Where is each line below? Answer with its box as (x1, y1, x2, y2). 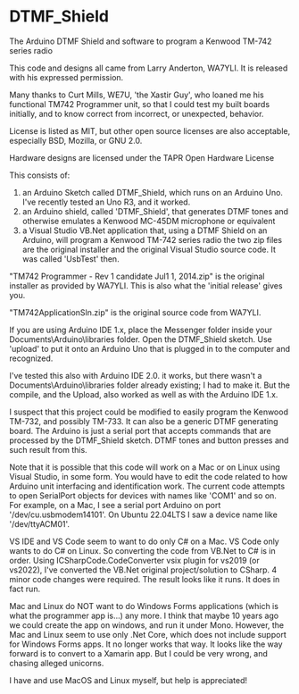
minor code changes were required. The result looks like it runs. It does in (9, 573, 280, 584)
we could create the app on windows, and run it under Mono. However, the (9, 619, 285, 631)
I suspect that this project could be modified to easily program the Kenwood (9, 406, 288, 417)
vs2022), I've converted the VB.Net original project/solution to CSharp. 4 (9, 564, 278, 575)
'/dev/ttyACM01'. (9, 518, 70, 529)
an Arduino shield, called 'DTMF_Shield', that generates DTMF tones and (21, 205, 288, 216)
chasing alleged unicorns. (9, 657, 104, 668)
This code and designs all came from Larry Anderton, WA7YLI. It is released (9, 63, 288, 73)
